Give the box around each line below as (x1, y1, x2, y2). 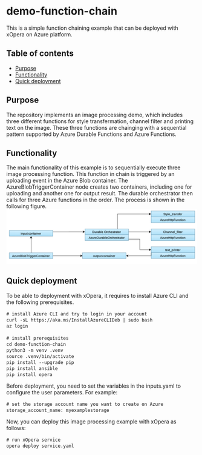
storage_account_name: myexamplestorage (6, 407, 110, 413)
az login (6, 323, 28, 329)
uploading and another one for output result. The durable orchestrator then (6, 190, 194, 197)
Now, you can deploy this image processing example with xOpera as (6, 417, 177, 425)
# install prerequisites (6, 335, 69, 341)
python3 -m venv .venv (6, 347, 64, 353)
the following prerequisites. (6, 298, 74, 306)
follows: (6, 424, 26, 431)
